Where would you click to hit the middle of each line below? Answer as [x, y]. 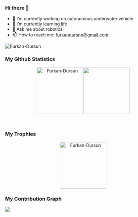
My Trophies [21, 134]
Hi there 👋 [17, 8]
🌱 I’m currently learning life [40, 24]
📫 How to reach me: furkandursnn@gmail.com [60, 35]
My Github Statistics [30, 59]
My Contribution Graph [33, 199]
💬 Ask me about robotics [37, 29]
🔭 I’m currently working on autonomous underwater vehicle [73, 19]
